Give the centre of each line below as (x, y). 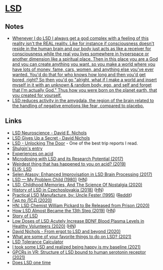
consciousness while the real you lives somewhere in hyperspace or (81, 54)
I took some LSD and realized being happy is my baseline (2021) (76, 247)
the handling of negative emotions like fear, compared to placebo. (78, 106)
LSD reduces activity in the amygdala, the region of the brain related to (83, 100)
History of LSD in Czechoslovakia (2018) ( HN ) (58, 190)
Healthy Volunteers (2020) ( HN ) (44, 226)
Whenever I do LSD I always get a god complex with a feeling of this (80, 38)
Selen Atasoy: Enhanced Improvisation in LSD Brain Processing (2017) (82, 174)
